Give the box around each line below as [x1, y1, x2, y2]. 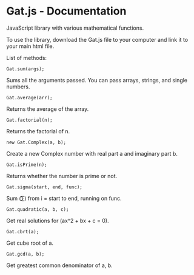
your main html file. [6, 42, 55, 50]
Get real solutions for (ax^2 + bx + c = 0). [6, 217, 109, 224]
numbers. [6, 83, 30, 90]
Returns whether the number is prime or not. [6, 172, 118, 179]
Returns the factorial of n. [6, 127, 70, 134]
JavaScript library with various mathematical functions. [6, 24, 144, 31]
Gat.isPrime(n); [6, 162, 47, 168]
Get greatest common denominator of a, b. [6, 262, 113, 269]
